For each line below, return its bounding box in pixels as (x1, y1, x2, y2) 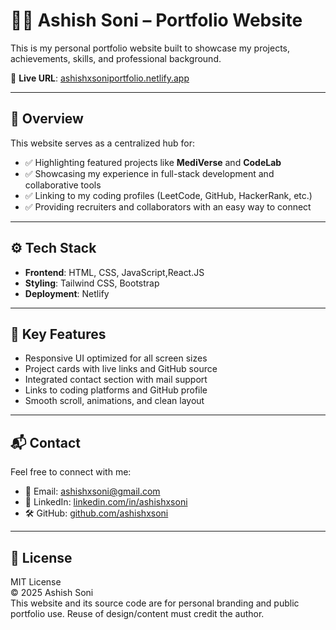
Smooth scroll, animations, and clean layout (24, 395, 205, 407)
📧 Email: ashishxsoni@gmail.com (24, 485, 161, 498)
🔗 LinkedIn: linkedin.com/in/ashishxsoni (24, 496, 188, 508)
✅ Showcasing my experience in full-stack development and (24, 167, 275, 179)
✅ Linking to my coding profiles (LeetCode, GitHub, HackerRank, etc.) (24, 189, 313, 201)
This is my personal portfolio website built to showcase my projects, (10, 42, 291, 54)
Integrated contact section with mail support (24, 374, 208, 386)
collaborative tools (24, 179, 102, 191)
